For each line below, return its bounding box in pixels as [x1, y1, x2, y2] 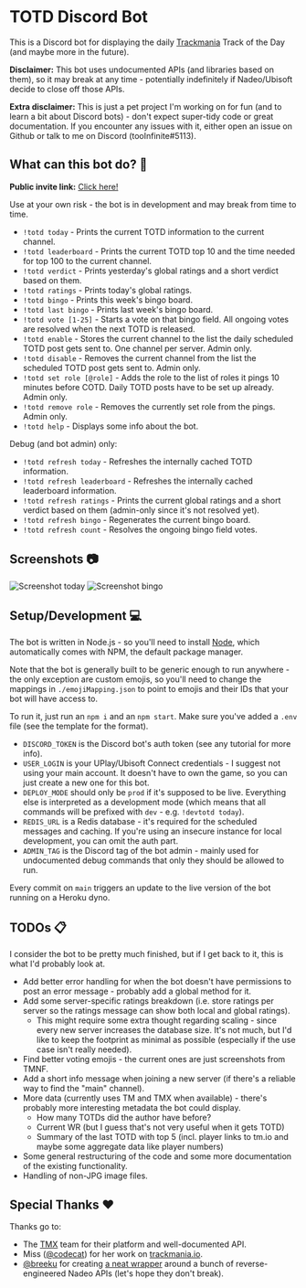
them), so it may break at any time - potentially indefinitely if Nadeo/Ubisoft [9, 73, 293, 84]
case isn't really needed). [36, 1044, 132, 1055]
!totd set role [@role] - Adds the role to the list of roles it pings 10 [22, 372, 280, 383]
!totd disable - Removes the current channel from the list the [22, 352, 257, 363]
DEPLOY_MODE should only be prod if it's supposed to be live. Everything [22, 787, 286, 798]
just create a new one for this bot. [22, 777, 150, 788]
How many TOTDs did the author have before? [36, 1112, 212, 1123]
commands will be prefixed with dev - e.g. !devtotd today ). [22, 806, 245, 817]
